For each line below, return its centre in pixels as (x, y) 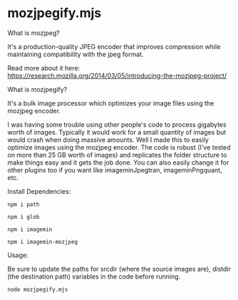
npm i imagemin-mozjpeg (43, 242)
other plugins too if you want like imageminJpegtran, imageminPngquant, (115, 170)
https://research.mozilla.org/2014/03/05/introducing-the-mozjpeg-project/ (117, 76)
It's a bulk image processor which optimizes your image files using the (111, 103)
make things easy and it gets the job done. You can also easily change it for (118, 162)
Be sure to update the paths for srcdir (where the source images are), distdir (119, 269)
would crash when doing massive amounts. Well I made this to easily (108, 140)
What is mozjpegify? (37, 89)
